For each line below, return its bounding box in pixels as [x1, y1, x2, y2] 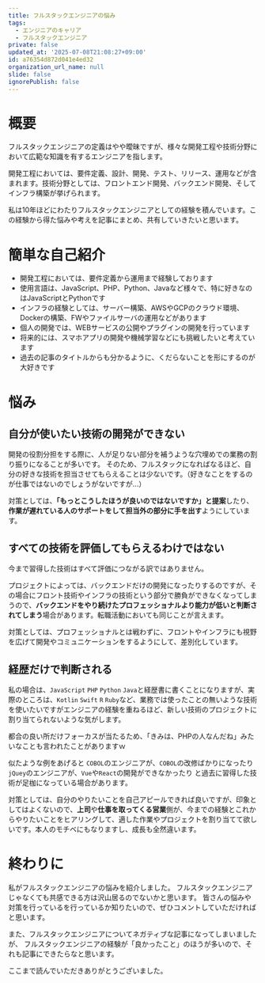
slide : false [8, 70, 51, 78]
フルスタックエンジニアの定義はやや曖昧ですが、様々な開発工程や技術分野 [8, 142, 251, 151]
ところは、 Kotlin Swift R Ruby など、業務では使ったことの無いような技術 [21, 695, 258, 704]
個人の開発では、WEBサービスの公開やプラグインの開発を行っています [19, 323, 251, 332]
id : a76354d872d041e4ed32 [8, 56, 93, 64]
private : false [8, 41, 59, 49]
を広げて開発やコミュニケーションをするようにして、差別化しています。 [8, 637, 243, 647]
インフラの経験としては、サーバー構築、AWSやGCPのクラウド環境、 [19, 303, 244, 313]
